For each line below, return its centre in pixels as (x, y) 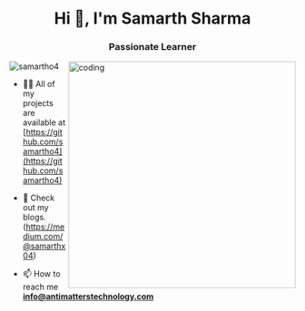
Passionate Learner (152, 47)
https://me (45, 227)
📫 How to (41, 274)
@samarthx (44, 246)
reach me (40, 287)
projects (38, 103)
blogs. (34, 218)
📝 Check (39, 198)
